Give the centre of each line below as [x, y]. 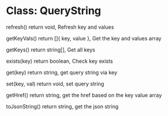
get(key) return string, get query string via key [62, 72]
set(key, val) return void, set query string [55, 84]
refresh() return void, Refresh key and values [60, 27]
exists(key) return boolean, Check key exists [59, 61]
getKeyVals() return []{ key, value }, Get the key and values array [84, 38]
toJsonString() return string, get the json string [62, 106]
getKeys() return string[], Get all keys [51, 50]
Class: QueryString [54, 11]
